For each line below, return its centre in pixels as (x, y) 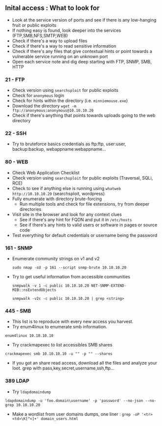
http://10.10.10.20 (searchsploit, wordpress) (58, 193)
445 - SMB (18, 311)
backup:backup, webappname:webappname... (59, 149)
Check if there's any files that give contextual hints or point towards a (82, 51)
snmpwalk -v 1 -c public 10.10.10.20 (51, 286)
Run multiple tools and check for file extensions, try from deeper (84, 204)
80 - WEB (17, 162)
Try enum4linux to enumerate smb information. (60, 327)
